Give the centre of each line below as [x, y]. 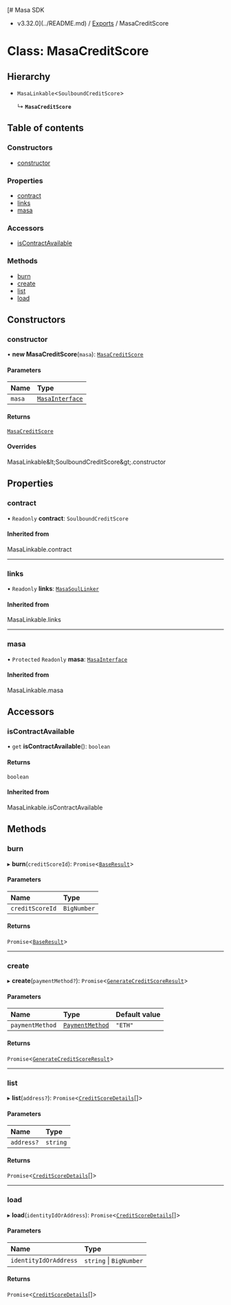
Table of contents [45, 128]
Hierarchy [29, 76]
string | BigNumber [114, 1260]
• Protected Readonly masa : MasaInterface [67, 659]
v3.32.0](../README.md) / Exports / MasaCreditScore [93, 23]
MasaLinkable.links [34, 620]
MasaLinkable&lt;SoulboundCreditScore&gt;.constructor [87, 462]
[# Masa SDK [26, 10]
